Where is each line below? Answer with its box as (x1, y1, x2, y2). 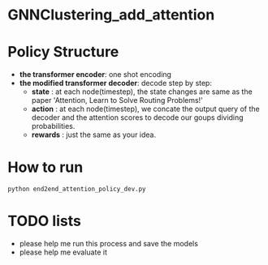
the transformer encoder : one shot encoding (19, 70, 172, 79)
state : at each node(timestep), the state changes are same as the (31, 87, 253, 96)
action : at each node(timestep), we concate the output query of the (31, 104, 261, 114)
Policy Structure (7, 43, 119, 62)
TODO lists (7, 212, 82, 230)
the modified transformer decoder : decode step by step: (19, 79, 213, 88)
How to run (7, 158, 84, 177)
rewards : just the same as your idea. (31, 130, 157, 139)
